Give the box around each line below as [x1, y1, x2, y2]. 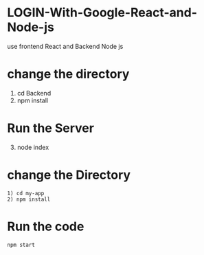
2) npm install [7, 196, 51, 203]
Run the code [7, 219, 84, 234]
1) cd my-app [7, 190, 45, 197]
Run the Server [7, 120, 95, 136]
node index [16, 143, 49, 151]
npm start [7, 241, 36, 248]
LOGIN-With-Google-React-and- [7, 5, 198, 21]
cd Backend [16, 89, 52, 97]
